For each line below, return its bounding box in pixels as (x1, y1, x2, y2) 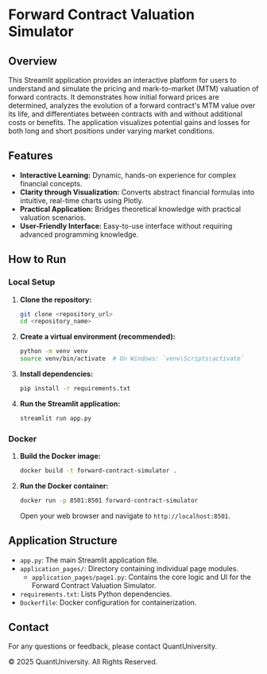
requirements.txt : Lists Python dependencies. (19, 589, 172, 598)
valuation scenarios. (19, 213, 86, 222)
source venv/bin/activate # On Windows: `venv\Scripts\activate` (19, 355, 245, 363)
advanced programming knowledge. (19, 229, 139, 239)
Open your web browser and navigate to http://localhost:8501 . (19, 511, 230, 520)
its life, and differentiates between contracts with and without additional (8, 109, 243, 119)
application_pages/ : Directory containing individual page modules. (19, 563, 239, 573)
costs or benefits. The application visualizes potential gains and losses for (8, 118, 250, 127)
